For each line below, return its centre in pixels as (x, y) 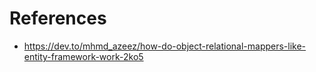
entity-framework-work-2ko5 (83, 56)
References (58, 18)
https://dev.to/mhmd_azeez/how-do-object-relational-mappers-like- (165, 46)
